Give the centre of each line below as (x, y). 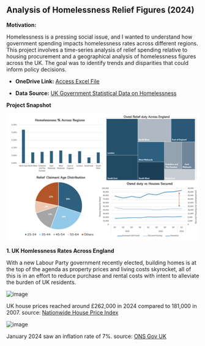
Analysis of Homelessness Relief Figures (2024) (100, 10)
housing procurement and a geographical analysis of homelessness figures (101, 56)
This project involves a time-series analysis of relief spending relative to (97, 50)
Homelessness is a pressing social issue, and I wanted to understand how (99, 37)
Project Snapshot (29, 105)
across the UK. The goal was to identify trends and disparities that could (97, 63)
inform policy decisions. (36, 69)
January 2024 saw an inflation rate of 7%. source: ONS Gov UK (87, 336)
